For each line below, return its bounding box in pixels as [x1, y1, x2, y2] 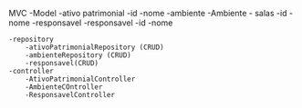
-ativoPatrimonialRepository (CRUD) [25, 43, 165, 52]
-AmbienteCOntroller [25, 83, 103, 92]
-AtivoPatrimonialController [25, 74, 136, 83]
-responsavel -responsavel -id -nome [32, 17, 173, 28]
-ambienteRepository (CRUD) [25, 51, 131, 60]
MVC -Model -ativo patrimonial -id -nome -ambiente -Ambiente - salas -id [8, 8, 287, 18]
